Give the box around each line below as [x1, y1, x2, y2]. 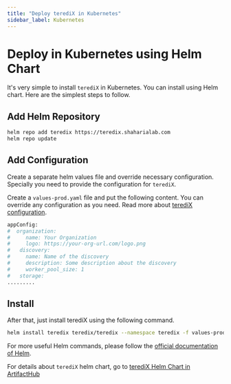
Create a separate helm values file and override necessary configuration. [7, 173, 214, 181]
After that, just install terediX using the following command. [7, 316, 175, 324]
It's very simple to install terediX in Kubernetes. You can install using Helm [7, 83, 219, 92]
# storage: [7, 273, 45, 279]
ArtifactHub [7, 370, 40, 378]
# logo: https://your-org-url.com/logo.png [7, 240, 146, 248]
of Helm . [7, 349, 32, 358]
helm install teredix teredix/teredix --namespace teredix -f [7, 330, 189, 337]
